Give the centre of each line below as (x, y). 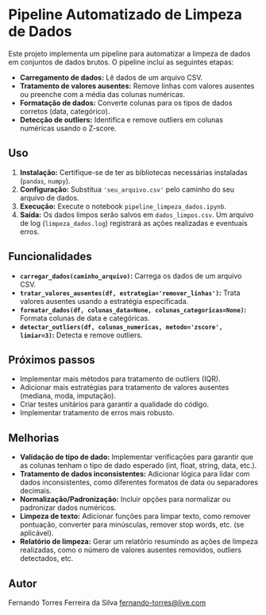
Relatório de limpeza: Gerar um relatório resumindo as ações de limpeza (139, 542)
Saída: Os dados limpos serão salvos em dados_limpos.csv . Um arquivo (137, 214)
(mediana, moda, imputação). (68, 396)
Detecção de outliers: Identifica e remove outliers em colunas (121, 119)
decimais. (35, 491)
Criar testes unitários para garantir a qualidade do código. (114, 404)
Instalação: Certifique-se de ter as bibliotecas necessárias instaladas (133, 172)
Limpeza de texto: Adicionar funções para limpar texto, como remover (135, 516)
